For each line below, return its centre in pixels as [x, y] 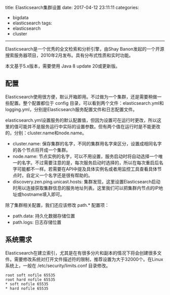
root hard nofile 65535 [30, 280]
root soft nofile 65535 [30, 275]
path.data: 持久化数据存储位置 [44, 216]
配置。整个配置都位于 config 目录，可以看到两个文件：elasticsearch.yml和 [87, 103]
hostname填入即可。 [43, 194]
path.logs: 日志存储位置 [37, 222]
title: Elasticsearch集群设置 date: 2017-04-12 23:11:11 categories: [72, 7]
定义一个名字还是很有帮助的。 [61, 175]
